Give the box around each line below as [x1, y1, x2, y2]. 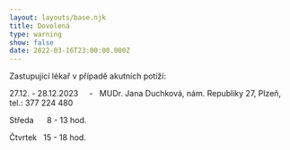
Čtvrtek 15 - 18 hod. [9, 132, 87, 143]
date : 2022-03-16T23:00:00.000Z [9, 46, 130, 55]
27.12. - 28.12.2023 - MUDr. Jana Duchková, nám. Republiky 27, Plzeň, [9, 88, 281, 99]
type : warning [9, 29, 63, 38]
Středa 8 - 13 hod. [9, 115, 87, 126]
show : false [9, 37, 54, 47]
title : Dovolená [9, 21, 70, 30]
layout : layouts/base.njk [9, 12, 106, 22]
